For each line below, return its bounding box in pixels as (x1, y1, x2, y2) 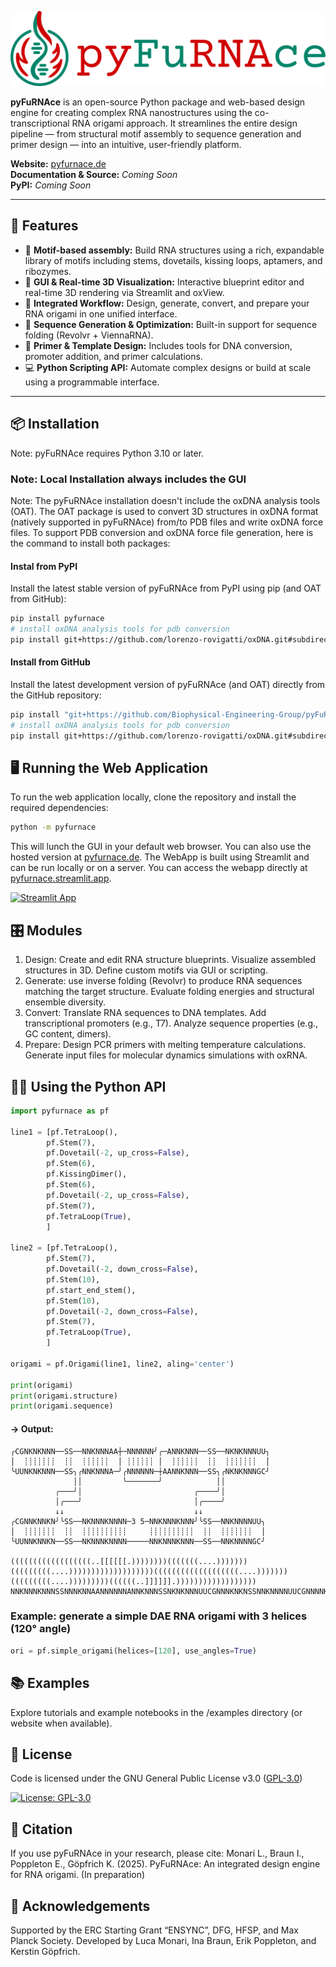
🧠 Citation (10, 1821, 73, 1838)
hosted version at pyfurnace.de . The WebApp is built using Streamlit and (10, 851, 310, 863)
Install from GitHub (10, 656, 91, 668)
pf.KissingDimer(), (46, 1169, 128, 1180)
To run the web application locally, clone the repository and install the (10, 791, 297, 803)
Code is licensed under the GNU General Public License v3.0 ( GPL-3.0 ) (10, 1772, 303, 1785)
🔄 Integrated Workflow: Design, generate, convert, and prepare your (24, 297, 310, 309)
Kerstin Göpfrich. (10, 1945, 81, 1957)
